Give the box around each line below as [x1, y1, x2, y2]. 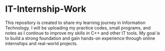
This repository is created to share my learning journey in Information [5, 20, 146, 25]
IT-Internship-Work [5, 3, 86, 15]
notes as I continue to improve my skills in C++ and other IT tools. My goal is [5, 30, 160, 36]
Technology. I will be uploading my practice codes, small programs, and [5, 25, 151, 30]
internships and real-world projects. [5, 40, 78, 46]
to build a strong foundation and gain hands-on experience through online [5, 35, 155, 41]
